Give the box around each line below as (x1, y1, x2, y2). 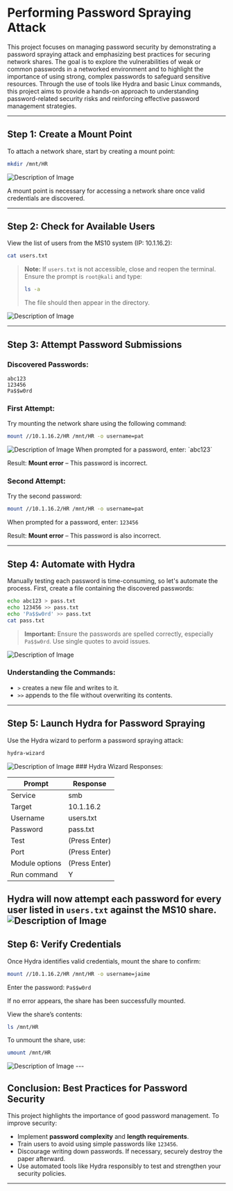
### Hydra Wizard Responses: (75, 762, 163, 770)
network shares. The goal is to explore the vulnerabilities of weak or (7, 57, 201, 65)
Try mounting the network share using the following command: (7, 419, 187, 428)
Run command (10, 870, 58, 879)
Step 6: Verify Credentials (7, 938, 121, 950)
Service (10, 790, 36, 800)
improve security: (7, 1119, 58, 1128)
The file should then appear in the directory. (24, 298, 150, 307)
